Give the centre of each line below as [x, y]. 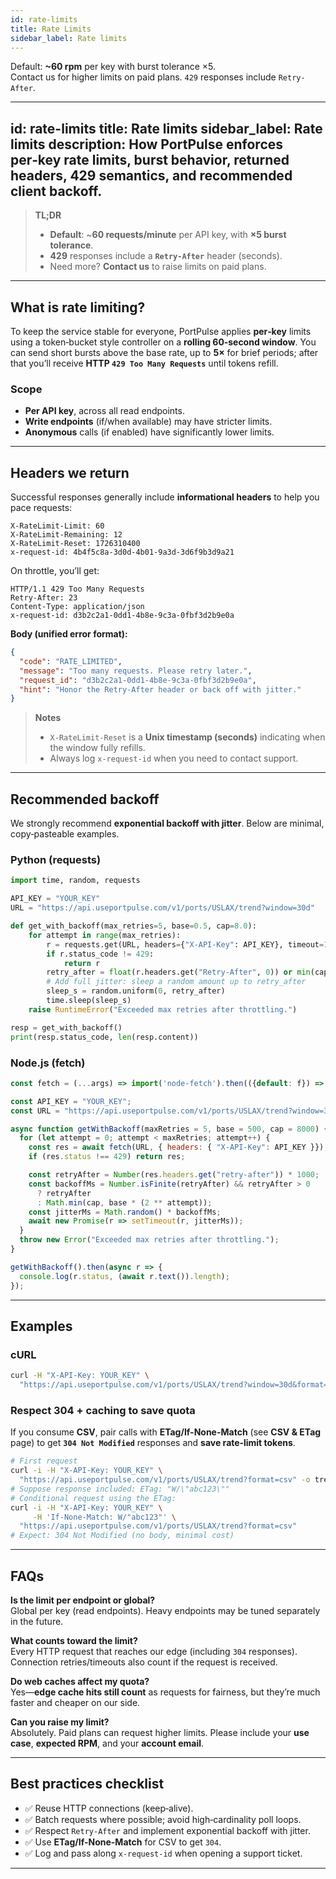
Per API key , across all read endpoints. [104, 411]
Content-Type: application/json [77, 607]
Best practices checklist [87, 1784]
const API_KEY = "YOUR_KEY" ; [71, 1101]
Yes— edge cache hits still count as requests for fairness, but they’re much [165, 1692]
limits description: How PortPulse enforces [147, 144]
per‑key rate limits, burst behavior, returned [150, 159]
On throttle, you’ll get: [55, 571]
